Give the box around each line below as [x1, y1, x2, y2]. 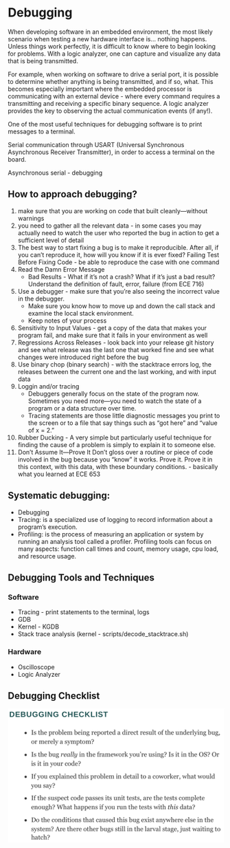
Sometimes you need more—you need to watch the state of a [27, 397, 202, 405]
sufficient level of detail [17, 236, 84, 244]
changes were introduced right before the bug [17, 353, 149, 361]
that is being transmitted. [8, 56, 78, 65]
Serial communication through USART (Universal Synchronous [8, 140, 185, 149]
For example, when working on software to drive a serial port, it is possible [8, 70, 219, 78]
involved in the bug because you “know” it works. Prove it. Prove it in [17, 455, 213, 464]
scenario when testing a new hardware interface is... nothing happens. [8, 34, 207, 43]
